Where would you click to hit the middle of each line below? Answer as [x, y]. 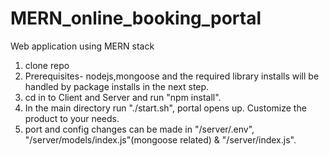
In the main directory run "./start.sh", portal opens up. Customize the [165, 108]
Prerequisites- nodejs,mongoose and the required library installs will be [172, 76]
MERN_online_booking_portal [136, 18]
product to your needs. [72, 118]
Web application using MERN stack [82, 46]
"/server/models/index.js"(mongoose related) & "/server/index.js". [160, 139]
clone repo [47, 65]
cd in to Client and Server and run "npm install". [123, 97]
